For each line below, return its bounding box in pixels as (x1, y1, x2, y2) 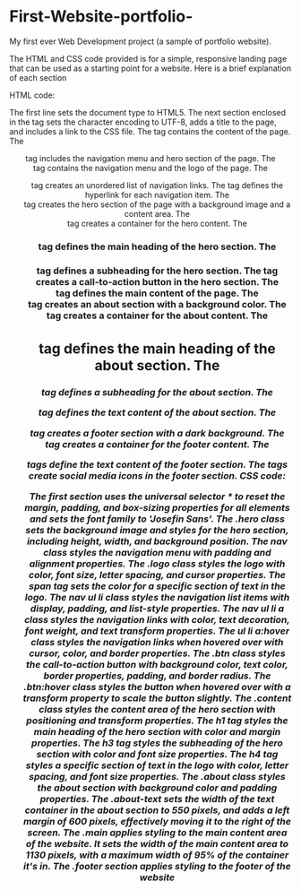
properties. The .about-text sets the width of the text (39, 792, 275, 805)
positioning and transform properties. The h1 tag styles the (26, 714, 288, 727)
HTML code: (9, 90, 56, 100)
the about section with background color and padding (37, 782, 278, 794)
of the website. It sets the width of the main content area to (25, 837, 289, 850)
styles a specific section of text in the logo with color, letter (25, 759, 289, 772)
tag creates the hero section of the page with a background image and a (23, 199, 291, 210)
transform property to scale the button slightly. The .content (22, 692, 292, 704)
